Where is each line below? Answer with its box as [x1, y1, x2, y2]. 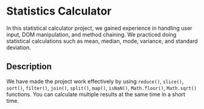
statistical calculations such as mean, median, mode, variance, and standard [6, 37, 198, 44]
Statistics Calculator [6, 4, 111, 18]
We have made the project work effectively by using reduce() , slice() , [6, 77, 184, 85]
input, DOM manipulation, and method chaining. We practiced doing [6, 30, 177, 38]
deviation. [6, 44, 32, 51]
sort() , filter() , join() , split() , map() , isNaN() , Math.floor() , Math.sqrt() [6, 84, 197, 91]
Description [6, 62, 52, 72]
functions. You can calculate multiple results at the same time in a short [6, 90, 186, 98]
